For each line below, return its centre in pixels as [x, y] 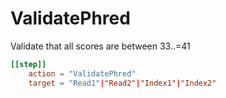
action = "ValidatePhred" [82, 73]
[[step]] [28, 64]
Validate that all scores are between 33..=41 [100, 46]
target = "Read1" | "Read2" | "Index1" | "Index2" [122, 83]
